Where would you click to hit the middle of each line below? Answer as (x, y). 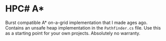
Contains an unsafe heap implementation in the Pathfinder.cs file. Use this (83, 27)
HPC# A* (25, 9)
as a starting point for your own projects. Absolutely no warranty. (73, 33)
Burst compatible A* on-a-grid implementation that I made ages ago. (76, 22)
